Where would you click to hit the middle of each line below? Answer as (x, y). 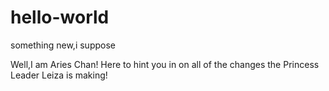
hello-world (60, 17)
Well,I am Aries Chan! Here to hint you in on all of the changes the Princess (165, 64)
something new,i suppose (63, 45)
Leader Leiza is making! (59, 75)
